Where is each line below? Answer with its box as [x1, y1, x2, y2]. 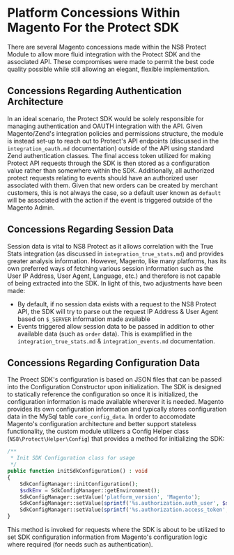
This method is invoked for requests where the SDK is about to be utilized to [7, 526, 226, 533]
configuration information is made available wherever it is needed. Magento [7, 398, 224, 406]
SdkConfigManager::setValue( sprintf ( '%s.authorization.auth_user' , [19, 500, 219, 507]
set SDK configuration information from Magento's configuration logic [7, 533, 208, 541]
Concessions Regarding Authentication [7, 85, 182, 97]
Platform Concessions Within [7, 5, 180, 21]
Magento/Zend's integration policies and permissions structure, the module [7, 129, 224, 137]
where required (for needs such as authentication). [7, 540, 153, 548]
